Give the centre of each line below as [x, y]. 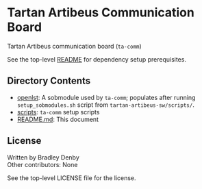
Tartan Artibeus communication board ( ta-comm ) [74, 46]
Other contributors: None [42, 164]
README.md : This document [58, 119]
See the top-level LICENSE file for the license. [72, 178]
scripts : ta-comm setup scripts [58, 112]
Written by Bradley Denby [43, 157]
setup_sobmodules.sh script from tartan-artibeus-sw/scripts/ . [106, 105]
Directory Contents [49, 81]
